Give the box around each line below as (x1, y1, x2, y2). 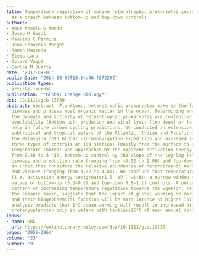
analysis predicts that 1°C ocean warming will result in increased (11, 202, 184, 208)
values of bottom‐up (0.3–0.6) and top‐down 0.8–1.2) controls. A (11, 180, 179, 186)
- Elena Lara (6, 53, 38, 59)
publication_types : (6, 81, 54, 87)
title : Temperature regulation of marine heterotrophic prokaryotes (6, 8, 179, 15)
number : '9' (6, 241, 36, 246)
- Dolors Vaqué (6, 58, 44, 64)
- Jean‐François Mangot (6, 42, 65, 48)
